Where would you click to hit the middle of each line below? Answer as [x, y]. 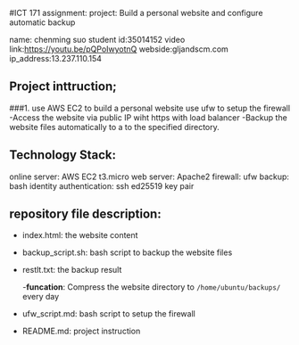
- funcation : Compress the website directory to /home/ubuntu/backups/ [151, 287]
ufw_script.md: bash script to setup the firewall [109, 314]
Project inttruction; [63, 87]
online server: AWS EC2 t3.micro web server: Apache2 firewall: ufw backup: [149, 177]
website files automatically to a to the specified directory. [115, 127]
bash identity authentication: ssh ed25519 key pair [102, 185]
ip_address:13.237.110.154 [56, 58]
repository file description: [86, 214]
